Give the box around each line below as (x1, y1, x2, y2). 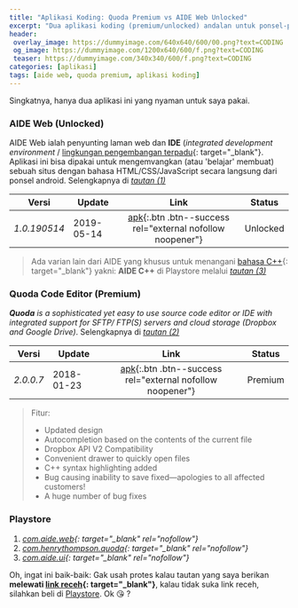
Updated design (43, 425, 104, 436)
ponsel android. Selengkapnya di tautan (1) (9, 175, 166, 186)
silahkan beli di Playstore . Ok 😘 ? (9, 588, 131, 599)
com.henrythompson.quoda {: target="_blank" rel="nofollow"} (21, 542, 249, 553)
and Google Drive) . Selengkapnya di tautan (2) (9, 327, 180, 337)
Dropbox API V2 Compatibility (43, 444, 153, 454)
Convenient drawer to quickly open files (43, 454, 191, 464)
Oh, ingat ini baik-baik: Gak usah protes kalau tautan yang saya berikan (9, 569, 270, 580)
